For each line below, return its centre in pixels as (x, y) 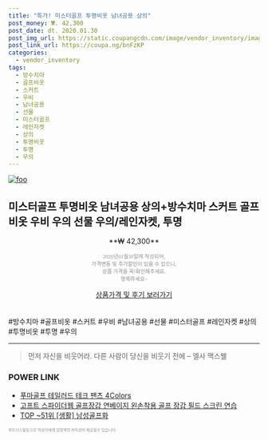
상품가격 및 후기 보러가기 (134, 295)
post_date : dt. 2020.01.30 (53, 30)
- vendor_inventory (48, 61)
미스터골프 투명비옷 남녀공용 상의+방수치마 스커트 (123, 206)
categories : (28, 53)
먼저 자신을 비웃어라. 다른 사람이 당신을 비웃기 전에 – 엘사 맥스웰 (127, 356)
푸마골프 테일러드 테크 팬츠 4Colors (75, 395)
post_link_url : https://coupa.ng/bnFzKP (77, 46)
